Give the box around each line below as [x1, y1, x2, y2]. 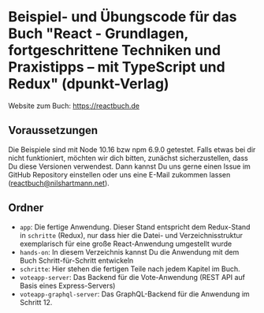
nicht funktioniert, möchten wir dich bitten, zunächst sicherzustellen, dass [8, 153, 248, 162]
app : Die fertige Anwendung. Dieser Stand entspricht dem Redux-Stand [19, 222, 251, 232]
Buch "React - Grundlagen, [8, 24, 189, 43]
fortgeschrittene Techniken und [8, 42, 221, 59]
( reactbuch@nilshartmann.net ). [8, 178, 110, 188]
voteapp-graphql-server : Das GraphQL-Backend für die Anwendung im [19, 289, 250, 299]
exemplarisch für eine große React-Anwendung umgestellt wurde [19, 239, 232, 248]
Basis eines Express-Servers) [19, 281, 116, 290]
